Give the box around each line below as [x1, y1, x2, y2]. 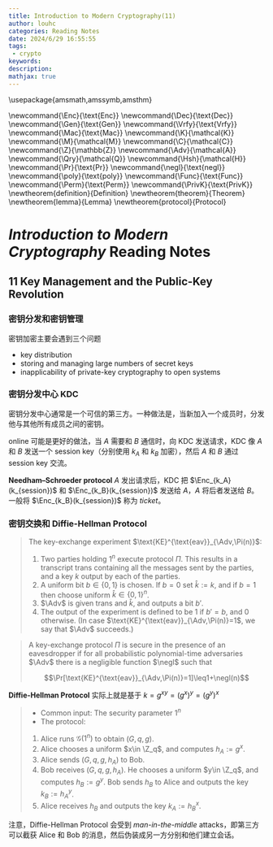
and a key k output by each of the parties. [40, 571, 180, 581]
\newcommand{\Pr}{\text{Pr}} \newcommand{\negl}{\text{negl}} [8, 162, 226, 172]
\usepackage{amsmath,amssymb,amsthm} [8, 94, 153, 104]
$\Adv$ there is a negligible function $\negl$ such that [28, 658, 213, 667]
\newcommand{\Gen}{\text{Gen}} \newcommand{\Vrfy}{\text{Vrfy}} [8, 119, 237, 128]
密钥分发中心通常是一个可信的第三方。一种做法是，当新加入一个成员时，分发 [8, 408, 265, 419]
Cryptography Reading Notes [8, 242, 211, 261]
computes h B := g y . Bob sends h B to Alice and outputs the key [40, 775, 249, 788]
